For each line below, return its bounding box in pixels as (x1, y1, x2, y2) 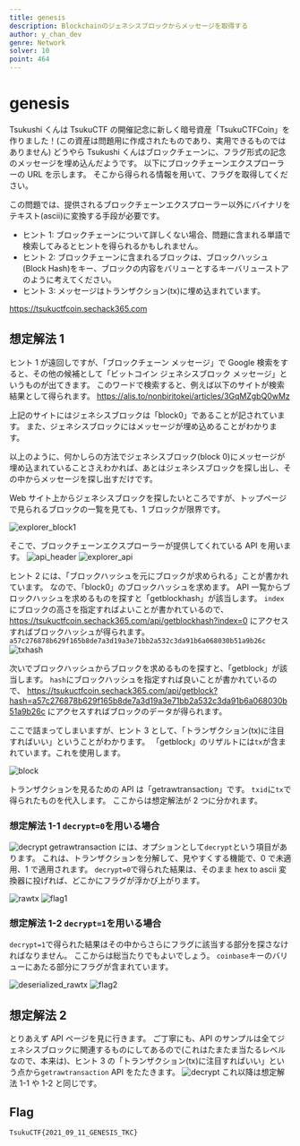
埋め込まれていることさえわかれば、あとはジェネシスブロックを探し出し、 (9, 462, 284, 473)
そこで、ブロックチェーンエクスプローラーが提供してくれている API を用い (9, 539, 284, 551)
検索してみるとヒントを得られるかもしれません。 (21, 240, 203, 251)
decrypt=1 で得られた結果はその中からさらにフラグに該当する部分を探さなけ (9, 939, 289, 950)
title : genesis (9, 13, 66, 22)
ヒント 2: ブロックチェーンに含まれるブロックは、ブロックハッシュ (21, 252, 269, 263)
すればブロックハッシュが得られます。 (9, 626, 150, 637)
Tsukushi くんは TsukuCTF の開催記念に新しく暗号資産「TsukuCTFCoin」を (9, 124, 291, 134)
